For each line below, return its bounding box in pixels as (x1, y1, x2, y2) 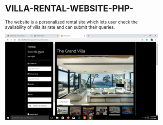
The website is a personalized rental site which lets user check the (5, 19, 138, 25)
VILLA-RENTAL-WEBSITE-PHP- (5, 3, 134, 14)
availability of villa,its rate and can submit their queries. (5, 24, 115, 30)
